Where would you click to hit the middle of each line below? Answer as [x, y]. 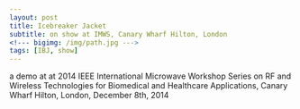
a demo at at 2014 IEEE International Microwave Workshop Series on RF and [150, 76]
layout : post [34, 17]
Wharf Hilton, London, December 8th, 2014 [89, 96]
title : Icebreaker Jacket [58, 26]
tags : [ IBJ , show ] [44, 51]
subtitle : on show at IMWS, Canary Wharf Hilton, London [118, 34]
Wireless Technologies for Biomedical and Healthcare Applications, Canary [149, 86]
